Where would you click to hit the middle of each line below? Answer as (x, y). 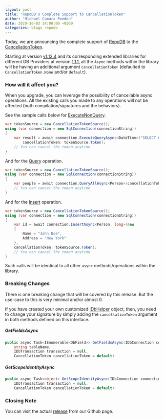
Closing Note (21, 400)
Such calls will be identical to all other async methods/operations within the (80, 266)
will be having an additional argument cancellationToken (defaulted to (75, 67)
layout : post (18, 10)
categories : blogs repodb (31, 28)
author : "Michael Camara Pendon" (39, 19)
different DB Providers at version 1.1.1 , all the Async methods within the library (82, 62)
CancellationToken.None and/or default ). (46, 72)
